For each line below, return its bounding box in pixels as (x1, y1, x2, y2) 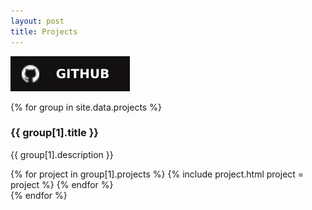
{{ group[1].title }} (10, 126, 100, 140)
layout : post (10, 16, 65, 26)
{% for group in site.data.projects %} (10, 101, 162, 113)
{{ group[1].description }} (10, 148, 114, 160)
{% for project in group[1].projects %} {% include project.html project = (10, 168, 305, 180)
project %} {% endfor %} (10, 178, 114, 190)
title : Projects (10, 26, 78, 37)
